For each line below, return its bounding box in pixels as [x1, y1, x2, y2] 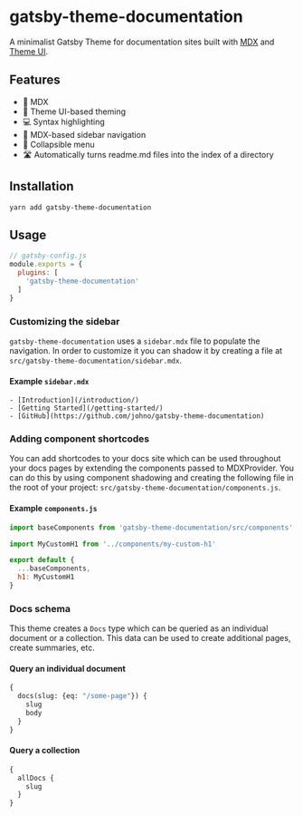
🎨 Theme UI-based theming [22, 106, 127, 117]
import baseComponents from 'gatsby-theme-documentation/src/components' [9, 523, 294, 532]
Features [9, 73, 61, 88]
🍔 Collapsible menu [22, 139, 95, 150]
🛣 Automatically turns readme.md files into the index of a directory [22, 149, 274, 160]
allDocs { [17, 773, 54, 782]
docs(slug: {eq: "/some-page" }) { [17, 692, 147, 701]
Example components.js [9, 503, 98, 514]
